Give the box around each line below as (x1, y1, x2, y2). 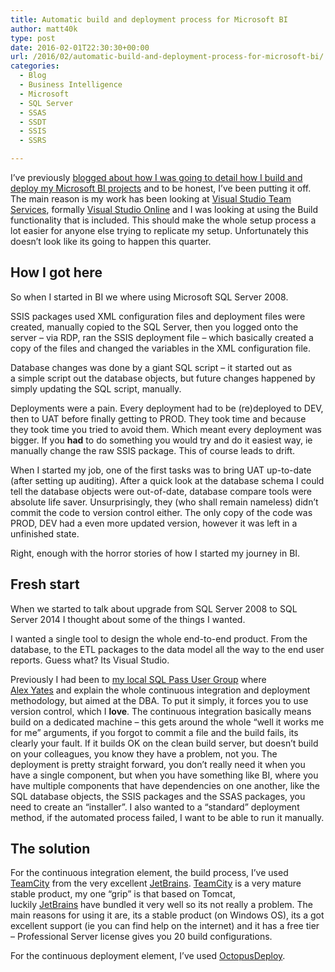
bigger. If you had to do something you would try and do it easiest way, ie (10, 434, 313, 446)
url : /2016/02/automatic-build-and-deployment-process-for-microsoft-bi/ (10, 52, 325, 62)
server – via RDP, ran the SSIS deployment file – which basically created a (10, 331, 314, 343)
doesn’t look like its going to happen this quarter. (10, 236, 212, 247)
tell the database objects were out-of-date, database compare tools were (10, 485, 313, 497)
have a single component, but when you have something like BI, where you (10, 769, 319, 781)
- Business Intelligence (19, 80, 123, 90)
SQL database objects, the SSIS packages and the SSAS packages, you (10, 790, 306, 802)
